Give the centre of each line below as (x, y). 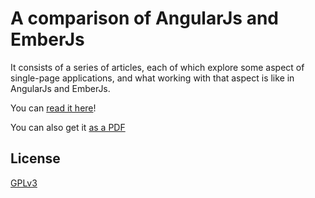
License (35, 158)
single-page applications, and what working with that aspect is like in (152, 78)
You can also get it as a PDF (68, 127)
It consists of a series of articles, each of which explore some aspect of (157, 67)
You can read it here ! (53, 108)
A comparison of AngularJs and (145, 18)
